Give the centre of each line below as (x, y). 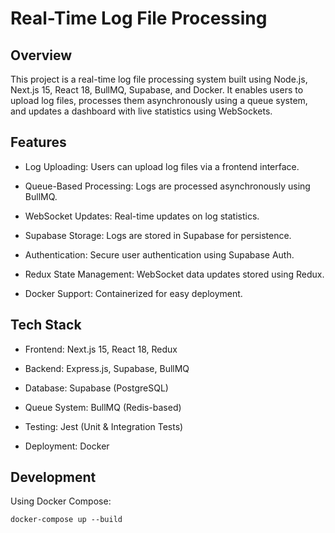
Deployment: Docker (67, 446)
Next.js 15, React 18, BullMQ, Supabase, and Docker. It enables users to (157, 90)
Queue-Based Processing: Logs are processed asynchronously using (167, 186)
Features (38, 142)
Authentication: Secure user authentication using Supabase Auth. (159, 254)
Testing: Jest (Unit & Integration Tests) (104, 426)
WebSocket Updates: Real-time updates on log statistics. (142, 216)
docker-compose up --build (66, 520)
